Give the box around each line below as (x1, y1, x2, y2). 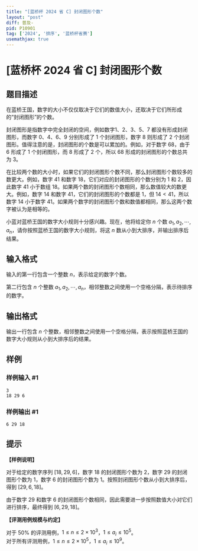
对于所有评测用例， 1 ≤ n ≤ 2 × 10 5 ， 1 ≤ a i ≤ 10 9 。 (6, 537, 128, 546)
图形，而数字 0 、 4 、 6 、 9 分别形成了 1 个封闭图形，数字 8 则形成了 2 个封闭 (6, 134, 190, 140)
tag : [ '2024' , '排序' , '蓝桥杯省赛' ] (6, 31, 93, 37)
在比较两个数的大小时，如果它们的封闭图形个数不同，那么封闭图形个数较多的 (6, 169, 193, 175)
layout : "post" (6, 14, 44, 20)
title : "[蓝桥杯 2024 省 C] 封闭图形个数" (6, 8, 103, 15)
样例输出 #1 (6, 407, 38, 416)
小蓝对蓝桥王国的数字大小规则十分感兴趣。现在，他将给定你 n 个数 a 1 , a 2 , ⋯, (6, 218, 191, 226)
